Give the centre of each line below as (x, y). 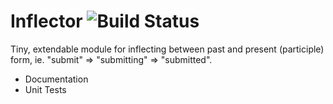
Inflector (46, 21)
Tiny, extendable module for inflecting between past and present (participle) (167, 49)
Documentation (56, 79)
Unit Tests (45, 89)
